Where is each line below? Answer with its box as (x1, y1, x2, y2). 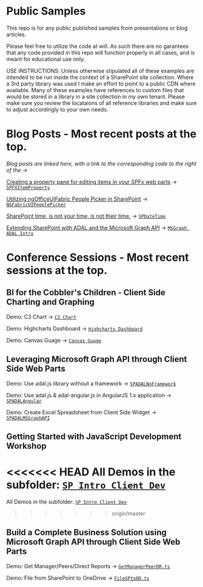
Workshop (6, 441, 47, 451)
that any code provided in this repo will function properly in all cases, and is (6, 49, 195, 56)
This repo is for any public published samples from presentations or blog (6, 24, 188, 32)
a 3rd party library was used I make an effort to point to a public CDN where (6, 80, 196, 87)
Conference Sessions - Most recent (6, 250, 189, 264)
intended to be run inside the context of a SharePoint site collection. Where (6, 73, 194, 81)
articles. (6, 30, 27, 38)
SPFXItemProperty (6, 184, 50, 190)
